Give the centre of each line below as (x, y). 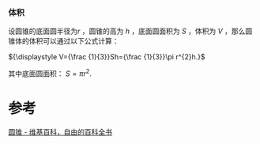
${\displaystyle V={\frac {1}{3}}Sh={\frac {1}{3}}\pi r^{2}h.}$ (107, 57)
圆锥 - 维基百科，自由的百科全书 (60, 131)
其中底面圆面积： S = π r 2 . (50, 73)
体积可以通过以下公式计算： (74, 41)
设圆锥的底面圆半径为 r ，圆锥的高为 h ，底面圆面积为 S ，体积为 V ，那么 (127, 31)
